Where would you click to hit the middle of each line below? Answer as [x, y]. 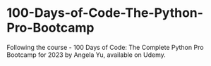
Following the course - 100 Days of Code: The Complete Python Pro [105, 47]
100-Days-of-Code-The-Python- [105, 13]
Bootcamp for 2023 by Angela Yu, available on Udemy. [86, 55]
